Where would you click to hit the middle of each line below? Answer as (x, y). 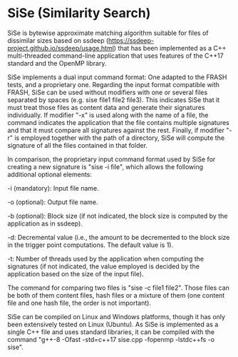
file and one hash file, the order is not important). (79, 303)
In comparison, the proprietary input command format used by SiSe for (112, 159)
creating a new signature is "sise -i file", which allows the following (105, 166)
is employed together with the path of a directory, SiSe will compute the (119, 138)
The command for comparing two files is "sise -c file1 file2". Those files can (119, 288)
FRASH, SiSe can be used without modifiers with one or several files (108, 92)
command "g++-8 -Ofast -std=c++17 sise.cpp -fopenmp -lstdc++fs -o (111, 339)
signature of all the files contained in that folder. (78, 145)
